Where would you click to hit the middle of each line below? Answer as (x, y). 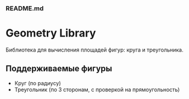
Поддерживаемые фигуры (59, 69)
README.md (25, 8)
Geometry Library (51, 33)
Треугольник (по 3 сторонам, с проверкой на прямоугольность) (97, 89)
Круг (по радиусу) (38, 83)
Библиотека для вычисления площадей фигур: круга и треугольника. (95, 50)
